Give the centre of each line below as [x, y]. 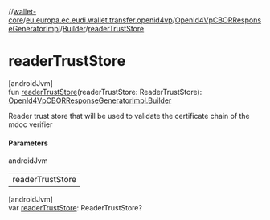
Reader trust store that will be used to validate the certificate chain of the [129, 116]
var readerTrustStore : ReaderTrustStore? [76, 208]
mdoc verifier [31, 124]
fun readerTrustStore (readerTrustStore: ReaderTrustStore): [105, 92]
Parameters [28, 143]
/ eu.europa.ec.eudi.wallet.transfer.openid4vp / [99, 20]
